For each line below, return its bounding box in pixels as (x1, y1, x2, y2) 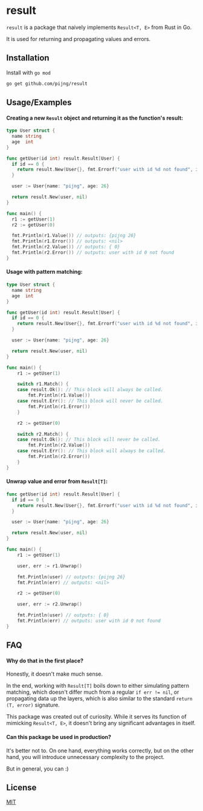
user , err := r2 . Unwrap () (17, 601, 83, 607)
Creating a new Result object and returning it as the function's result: (6, 114, 183, 121)
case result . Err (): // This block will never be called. (17, 398, 164, 404)
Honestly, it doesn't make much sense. (6, 670, 103, 677)
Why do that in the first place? (6, 657, 83, 664)
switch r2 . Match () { (17, 431, 69, 437)
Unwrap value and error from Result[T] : (6, 478, 108, 485)
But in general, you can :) (6, 765, 69, 772)
